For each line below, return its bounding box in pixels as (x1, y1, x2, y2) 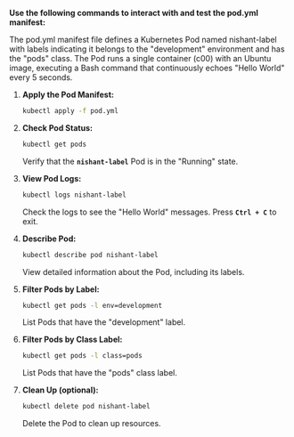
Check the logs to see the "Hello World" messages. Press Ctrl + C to (21, 206, 277, 217)
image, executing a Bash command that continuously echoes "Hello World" (9, 62, 285, 73)
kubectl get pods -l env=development (21, 301, 163, 310)
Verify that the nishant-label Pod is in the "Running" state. (21, 156, 239, 166)
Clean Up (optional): (21, 384, 99, 395)
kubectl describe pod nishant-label (21, 250, 159, 259)
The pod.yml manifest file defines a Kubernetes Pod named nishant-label (9, 35, 278, 45)
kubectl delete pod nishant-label (21, 402, 151, 411)
